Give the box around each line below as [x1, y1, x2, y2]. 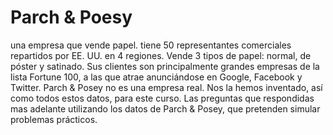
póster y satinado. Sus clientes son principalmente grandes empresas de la [10, 60, 320, 72]
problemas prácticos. [10, 113, 98, 125]
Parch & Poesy [10, 6, 133, 29]
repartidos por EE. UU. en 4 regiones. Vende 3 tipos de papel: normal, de [10, 49, 312, 61]
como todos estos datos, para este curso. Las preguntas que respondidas [10, 92, 315, 104]
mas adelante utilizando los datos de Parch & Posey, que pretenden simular [10, 102, 321, 115]
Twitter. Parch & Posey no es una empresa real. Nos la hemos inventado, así [10, 81, 323, 93]
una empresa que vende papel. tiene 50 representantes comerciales [10, 39, 292, 51]
